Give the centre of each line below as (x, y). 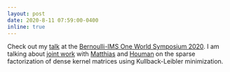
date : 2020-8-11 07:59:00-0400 (53, 20)
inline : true (26, 27)
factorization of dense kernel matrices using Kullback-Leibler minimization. (115, 62)
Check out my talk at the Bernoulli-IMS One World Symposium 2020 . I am (113, 47)
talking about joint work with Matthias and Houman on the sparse (101, 54)
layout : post (26, 14)
